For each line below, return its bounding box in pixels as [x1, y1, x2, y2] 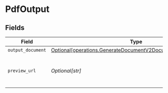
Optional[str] [50, 67, 81, 74]
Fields [5, 23, 25, 32]
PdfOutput [5, 3, 50, 15]
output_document [7, 47, 46, 53]
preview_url [7, 68, 36, 73]
